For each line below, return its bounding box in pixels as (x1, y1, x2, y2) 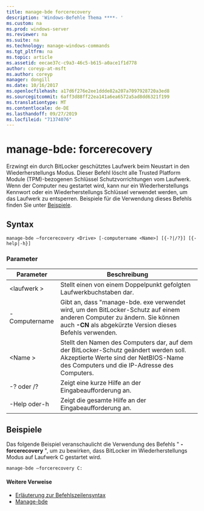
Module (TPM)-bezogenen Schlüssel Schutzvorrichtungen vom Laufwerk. (6, 176, 191, 183)
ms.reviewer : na (6, 32, 47, 38)
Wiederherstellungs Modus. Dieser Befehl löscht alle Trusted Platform (6, 169, 181, 176)
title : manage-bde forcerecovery (6, 9, 91, 15)
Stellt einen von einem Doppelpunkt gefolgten (60, 280, 191, 289)
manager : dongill (6, 77, 50, 83)
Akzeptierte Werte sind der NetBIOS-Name (60, 353, 184, 362)
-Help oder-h (9, 400, 50, 408)
